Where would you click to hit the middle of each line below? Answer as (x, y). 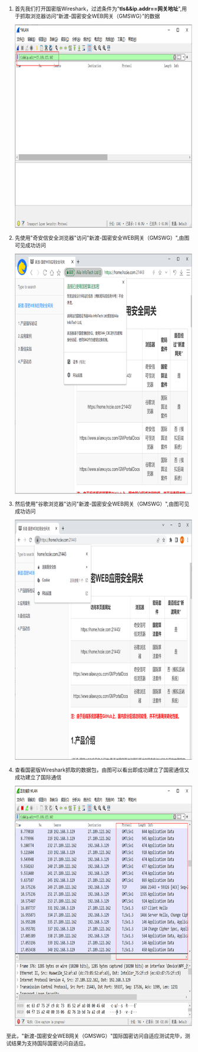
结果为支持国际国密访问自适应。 (50, 1043)
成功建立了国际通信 (38, 777)
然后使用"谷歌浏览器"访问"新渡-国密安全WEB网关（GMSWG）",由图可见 (102, 504)
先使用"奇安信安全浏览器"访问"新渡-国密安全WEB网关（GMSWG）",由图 (102, 238)
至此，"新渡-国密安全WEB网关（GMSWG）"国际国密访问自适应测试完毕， (96, 1036)
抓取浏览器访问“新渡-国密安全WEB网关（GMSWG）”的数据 (90, 16)
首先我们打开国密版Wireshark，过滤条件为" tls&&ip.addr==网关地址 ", (98, 9)
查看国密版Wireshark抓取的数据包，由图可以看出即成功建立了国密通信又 (102, 770)
